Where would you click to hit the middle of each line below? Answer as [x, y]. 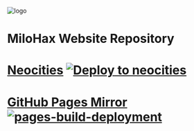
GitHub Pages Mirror [67, 102]
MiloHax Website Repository [91, 39]
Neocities [35, 70]
